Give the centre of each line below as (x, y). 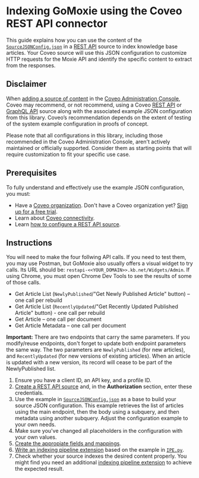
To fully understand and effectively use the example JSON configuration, (95, 187)
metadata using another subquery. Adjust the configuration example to (101, 418)
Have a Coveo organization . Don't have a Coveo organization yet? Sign (101, 205)
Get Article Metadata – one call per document (70, 326)
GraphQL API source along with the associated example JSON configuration (99, 111)
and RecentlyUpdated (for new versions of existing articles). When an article (99, 356)
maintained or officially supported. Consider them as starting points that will (99, 148)
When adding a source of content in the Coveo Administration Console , (93, 98)
